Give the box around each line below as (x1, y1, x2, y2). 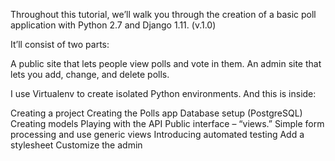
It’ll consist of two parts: (10, 39, 110, 50)
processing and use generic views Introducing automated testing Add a (10, 129, 305, 140)
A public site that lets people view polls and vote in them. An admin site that (10, 58, 322, 69)
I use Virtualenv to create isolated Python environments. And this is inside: (10, 88, 317, 99)
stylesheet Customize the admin (10, 139, 143, 151)
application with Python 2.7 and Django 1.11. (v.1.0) (10, 19, 217, 31)
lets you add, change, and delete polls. (10, 69, 170, 80)
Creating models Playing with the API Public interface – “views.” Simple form (10, 118, 325, 129)
